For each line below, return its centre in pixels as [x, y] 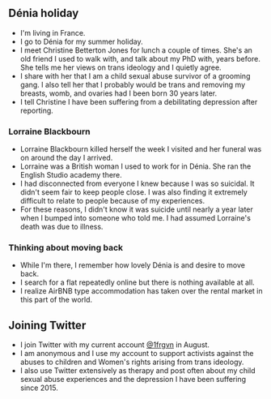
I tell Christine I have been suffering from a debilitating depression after [139, 101]
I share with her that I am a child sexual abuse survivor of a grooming [135, 75]
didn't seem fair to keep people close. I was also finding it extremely [134, 192]
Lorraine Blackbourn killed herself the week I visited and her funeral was [141, 149]
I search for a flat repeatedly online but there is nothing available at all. [137, 282]
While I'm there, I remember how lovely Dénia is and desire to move [132, 265]
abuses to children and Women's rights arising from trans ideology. [132, 362]
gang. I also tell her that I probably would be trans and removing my [133, 84]
